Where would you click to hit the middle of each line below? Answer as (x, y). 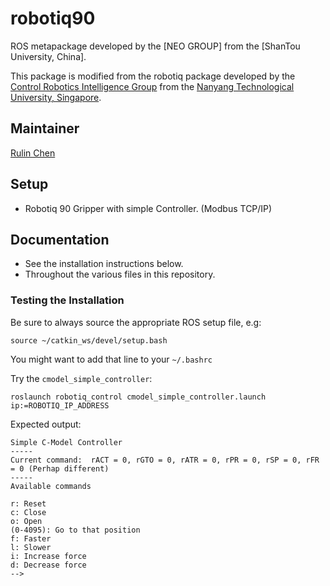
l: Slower (31, 547)
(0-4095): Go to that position (75, 530)
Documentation (60, 239)
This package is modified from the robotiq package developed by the (153, 76)
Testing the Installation (67, 300)
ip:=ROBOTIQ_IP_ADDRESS (60, 405)
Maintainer (45, 128)
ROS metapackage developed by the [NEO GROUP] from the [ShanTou (155, 46)
